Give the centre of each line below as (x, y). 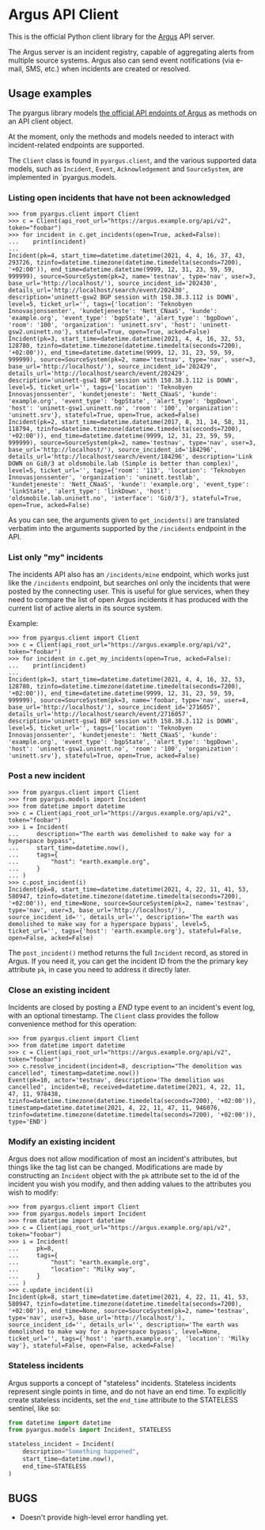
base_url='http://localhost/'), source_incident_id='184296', (113, 450)
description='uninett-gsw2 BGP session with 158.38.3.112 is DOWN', (123, 298)
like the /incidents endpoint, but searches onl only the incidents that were (129, 583)
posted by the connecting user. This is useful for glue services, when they (129, 591)
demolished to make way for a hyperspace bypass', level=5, (110, 924)
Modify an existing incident (62, 1141)
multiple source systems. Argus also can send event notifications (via (121, 60)
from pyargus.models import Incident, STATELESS (90, 1430)
